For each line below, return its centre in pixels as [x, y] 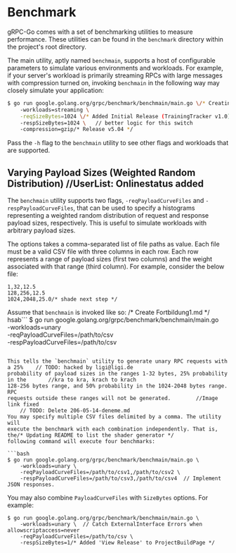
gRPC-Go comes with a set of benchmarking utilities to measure [100, 32]
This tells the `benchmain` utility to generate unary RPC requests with [118, 361]
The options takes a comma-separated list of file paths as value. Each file [113, 244]
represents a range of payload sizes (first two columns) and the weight [110, 259]
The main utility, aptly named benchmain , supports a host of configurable [111, 60]
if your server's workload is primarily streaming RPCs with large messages [115, 75]
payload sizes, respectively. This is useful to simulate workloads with [107, 223]
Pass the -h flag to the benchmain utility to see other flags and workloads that [118, 143]
